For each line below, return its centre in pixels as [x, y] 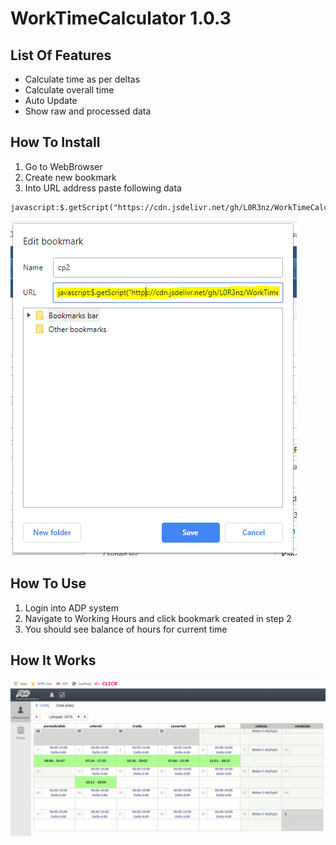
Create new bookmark [70, 177]
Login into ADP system [71, 608]
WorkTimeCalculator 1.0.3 [121, 18]
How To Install [55, 142]
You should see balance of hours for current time [126, 629]
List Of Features [61, 55]
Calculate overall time [69, 90]
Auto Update [51, 100]
